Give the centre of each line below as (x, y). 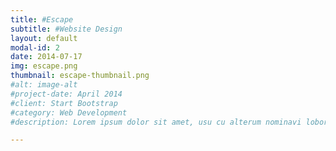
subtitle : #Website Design (66, 29)
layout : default (44, 38)
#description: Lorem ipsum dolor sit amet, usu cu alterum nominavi (156, 122)
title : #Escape (42, 19)
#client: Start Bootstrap (64, 103)
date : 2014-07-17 (46, 57)
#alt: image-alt (44, 85)
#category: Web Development (69, 112)
